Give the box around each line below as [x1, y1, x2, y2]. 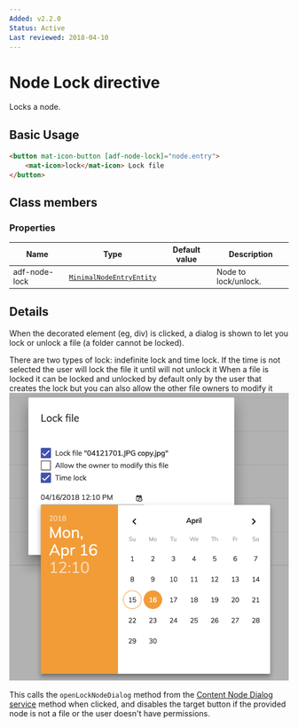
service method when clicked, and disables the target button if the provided [9, 699, 286, 709]
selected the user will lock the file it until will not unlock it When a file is [9, 363, 269, 374]
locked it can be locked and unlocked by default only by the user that [9, 373, 262, 384]
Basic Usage [9, 127, 80, 142]
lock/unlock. [216, 276, 262, 287]
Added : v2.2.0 [9, 14, 62, 23]
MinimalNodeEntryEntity [68, 273, 157, 282]
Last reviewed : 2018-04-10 [9, 33, 109, 42]
